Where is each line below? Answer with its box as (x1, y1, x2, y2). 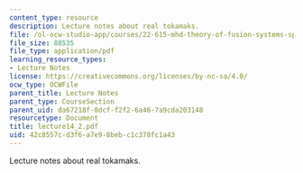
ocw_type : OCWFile (9, 80, 78, 89)
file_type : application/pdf (9, 47, 115, 56)
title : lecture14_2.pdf (9, 123, 99, 132)
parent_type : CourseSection (9, 96, 115, 106)
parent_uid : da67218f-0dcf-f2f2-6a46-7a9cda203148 (9, 105, 204, 114)
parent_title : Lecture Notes (9, 88, 119, 97)
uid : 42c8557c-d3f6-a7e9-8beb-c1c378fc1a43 (9, 131, 176, 140)
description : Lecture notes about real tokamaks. (9, 22, 200, 31)
